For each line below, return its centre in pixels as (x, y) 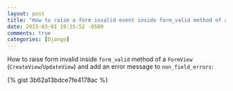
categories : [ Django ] (38, 40)
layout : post (26, 14)
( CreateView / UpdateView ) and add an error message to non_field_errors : (110, 67)
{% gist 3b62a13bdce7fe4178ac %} (58, 80)
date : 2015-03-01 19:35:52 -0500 (55, 26)
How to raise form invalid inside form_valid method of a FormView (100, 59)
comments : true (29, 33)
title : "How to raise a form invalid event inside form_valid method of (114, 20)
